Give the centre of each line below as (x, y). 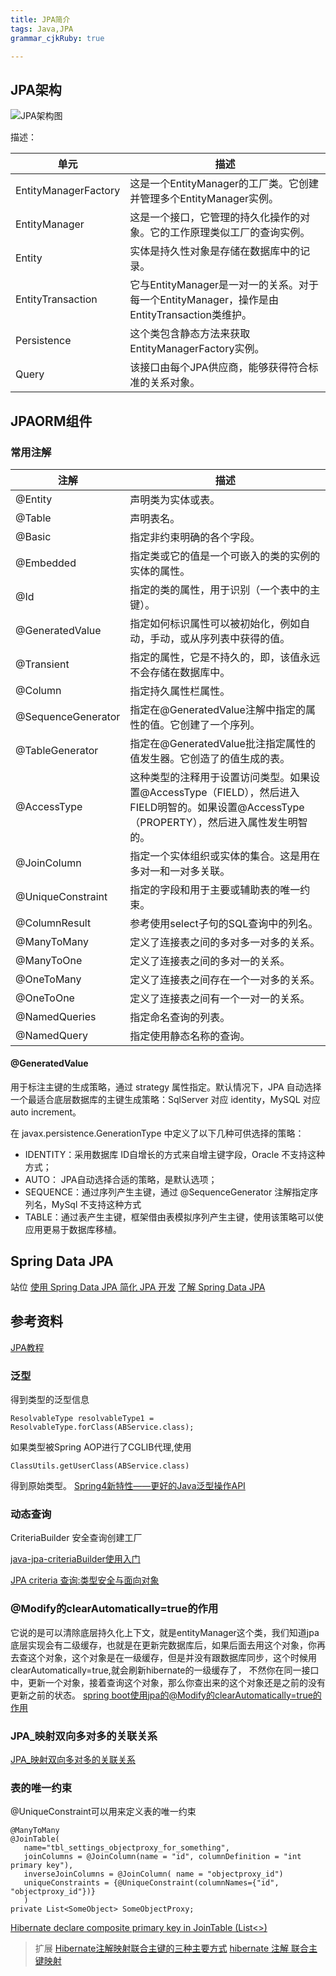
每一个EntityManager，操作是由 (204, 300)
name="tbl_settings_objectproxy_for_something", (126, 1848)
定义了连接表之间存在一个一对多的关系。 (225, 979)
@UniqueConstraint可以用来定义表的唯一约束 (103, 1812)
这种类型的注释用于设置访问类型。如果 (220, 777)
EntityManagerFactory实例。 (197, 349)
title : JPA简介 (40, 19)
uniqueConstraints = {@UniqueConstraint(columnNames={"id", (151, 1883)
